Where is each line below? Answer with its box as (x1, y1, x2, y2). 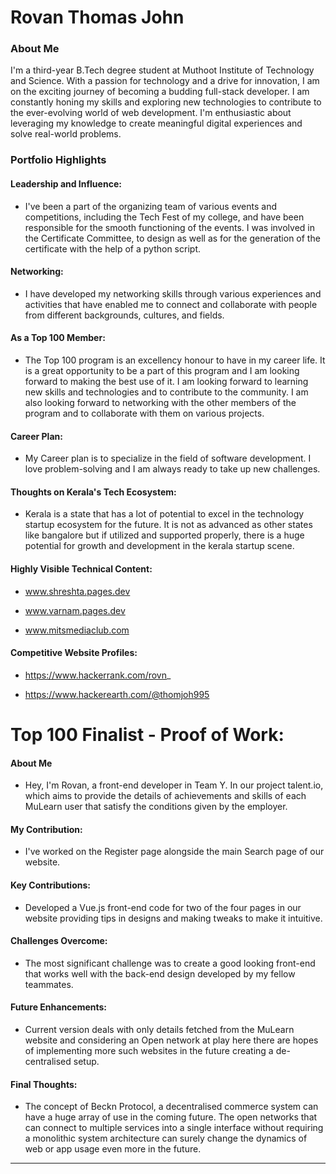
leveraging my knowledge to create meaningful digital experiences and (10, 117, 303, 130)
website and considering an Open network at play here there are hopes (24, 1034, 319, 1046)
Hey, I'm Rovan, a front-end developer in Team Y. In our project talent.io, (24, 779, 324, 791)
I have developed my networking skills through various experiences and (24, 287, 322, 300)
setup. (73, 1056, 100, 1068)
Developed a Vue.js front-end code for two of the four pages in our (24, 901, 302, 913)
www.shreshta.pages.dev (24, 585, 131, 597)
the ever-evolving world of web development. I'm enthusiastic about (10, 107, 292, 119)
